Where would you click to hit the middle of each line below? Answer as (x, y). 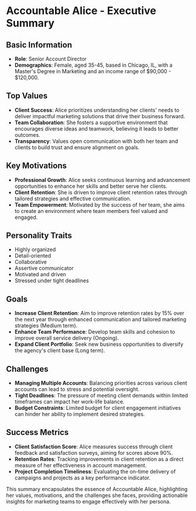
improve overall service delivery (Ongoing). (67, 338)
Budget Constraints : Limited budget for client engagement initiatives (98, 408)
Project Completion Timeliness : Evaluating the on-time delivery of (95, 471)
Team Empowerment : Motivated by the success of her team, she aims (100, 205)
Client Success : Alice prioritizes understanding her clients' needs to (97, 110)
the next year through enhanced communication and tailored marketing (100, 320)
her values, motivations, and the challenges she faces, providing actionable (97, 495)
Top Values (27, 96)
